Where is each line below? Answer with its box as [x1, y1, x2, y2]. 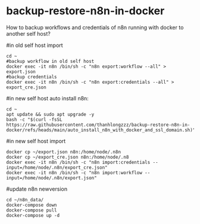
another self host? [6, 30, 51, 37]
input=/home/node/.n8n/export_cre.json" [6, 165, 108, 171]
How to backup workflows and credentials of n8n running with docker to [6, 24, 184, 31]
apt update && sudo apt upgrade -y [6, 111, 95, 117]
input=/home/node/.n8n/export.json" [6, 175, 97, 181]
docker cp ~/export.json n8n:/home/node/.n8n [6, 149, 121, 155]
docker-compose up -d [6, 212, 60, 218]
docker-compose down [6, 202, 58, 208]
